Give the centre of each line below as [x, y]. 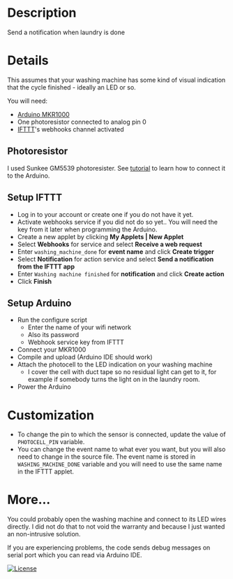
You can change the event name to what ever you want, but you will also [121, 450]
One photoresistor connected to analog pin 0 [82, 122]
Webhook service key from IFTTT [76, 342]
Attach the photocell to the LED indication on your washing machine [115, 364]
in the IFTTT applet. [46, 472]
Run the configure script [52, 320]
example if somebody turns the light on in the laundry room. [114, 380]
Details [28, 60]
